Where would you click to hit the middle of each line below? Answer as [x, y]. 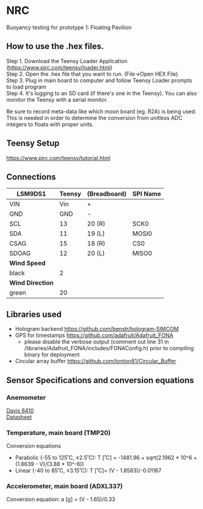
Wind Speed [27, 263]
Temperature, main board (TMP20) [58, 433]
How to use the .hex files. [55, 46]
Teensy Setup [33, 143]
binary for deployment [52, 354]
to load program [26, 87]
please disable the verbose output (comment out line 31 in [96, 342]
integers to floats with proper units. [50, 124]
